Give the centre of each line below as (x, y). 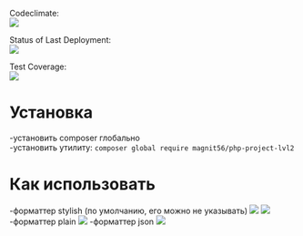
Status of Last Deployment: (61, 40)
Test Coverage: (38, 67)
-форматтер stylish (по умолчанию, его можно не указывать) (129, 210)
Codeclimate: (34, 13)
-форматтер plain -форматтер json (82, 221)
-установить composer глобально (75, 138)
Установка (51, 113)
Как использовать (83, 185)
